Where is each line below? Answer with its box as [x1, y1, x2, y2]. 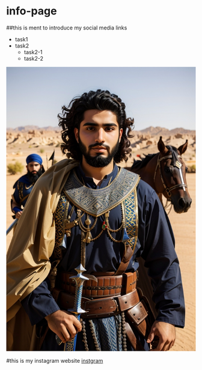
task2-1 [23, 48, 43, 55]
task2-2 [23, 55, 44, 62]
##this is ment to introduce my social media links [6, 24, 127, 31]
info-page [6, 4, 57, 18]
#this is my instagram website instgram [6, 357, 103, 364]
